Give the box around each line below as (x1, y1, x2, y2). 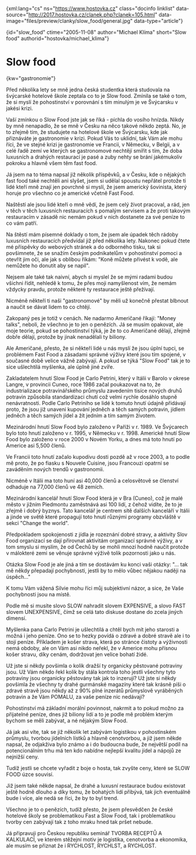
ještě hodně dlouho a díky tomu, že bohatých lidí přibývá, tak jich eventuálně (6, 788, 191, 795)
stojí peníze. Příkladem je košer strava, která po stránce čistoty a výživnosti (6, 638, 188, 645)
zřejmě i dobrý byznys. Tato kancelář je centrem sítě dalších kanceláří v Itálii (6, 507, 190, 514)
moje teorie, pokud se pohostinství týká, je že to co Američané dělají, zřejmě (6, 327, 190, 334)
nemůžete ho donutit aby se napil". (6, 262, 90, 269)
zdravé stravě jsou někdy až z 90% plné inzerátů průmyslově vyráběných (6, 687, 183, 694)
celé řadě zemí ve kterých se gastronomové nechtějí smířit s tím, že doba (6, 147, 183, 154)
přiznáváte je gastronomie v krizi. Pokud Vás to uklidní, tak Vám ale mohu (6, 135, 183, 142)
